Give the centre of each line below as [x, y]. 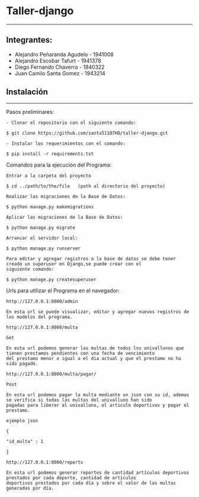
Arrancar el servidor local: [42, 238]
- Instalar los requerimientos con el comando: [66, 144]
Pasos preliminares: [30, 111]
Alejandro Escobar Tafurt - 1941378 [58, 60]
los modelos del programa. [39, 317]
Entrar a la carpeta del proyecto [49, 176]
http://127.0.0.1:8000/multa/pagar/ [51, 374]
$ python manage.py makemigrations [50, 207]
